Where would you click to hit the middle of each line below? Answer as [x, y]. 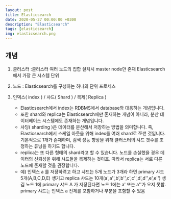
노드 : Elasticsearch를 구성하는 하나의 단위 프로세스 [64, 86]
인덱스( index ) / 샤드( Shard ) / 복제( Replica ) [59, 97]
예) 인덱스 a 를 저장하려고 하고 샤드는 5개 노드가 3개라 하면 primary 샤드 [92, 171]
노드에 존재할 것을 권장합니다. [50, 165]
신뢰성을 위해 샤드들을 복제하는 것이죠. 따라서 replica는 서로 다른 [98, 159]
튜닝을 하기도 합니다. [54, 146]
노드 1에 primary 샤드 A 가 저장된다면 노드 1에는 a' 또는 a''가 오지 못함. [96, 184]
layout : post [19, 10]
